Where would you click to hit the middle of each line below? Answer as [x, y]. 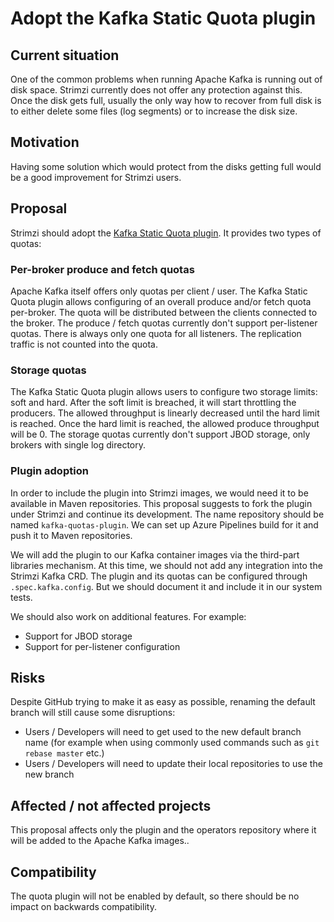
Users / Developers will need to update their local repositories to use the [173, 764]
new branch [49, 774]
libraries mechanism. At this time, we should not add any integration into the [166, 565]
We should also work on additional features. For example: [128, 616]
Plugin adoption [49, 471]
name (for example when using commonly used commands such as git [172, 743]
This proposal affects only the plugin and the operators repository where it [163, 830]
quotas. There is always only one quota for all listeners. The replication [156, 333]
